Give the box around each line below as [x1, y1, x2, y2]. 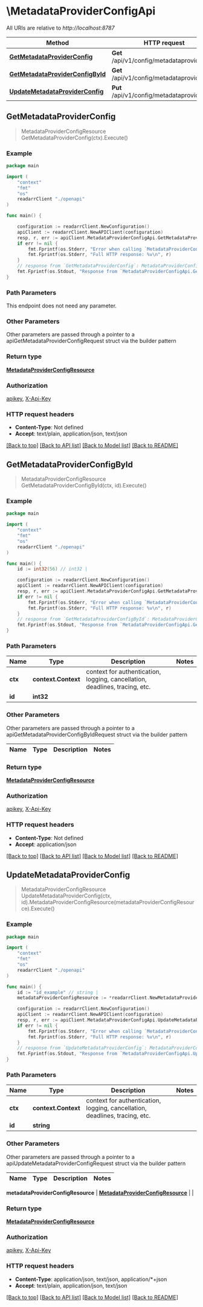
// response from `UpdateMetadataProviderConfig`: [17, 1045, 147, 1052]
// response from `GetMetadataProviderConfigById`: [17, 616, 150, 623]
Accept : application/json [14, 841, 77, 848]
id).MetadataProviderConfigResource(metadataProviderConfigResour [21, 899, 195, 906]
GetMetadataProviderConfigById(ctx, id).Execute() [21, 482, 147, 489]
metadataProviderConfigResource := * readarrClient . [17, 995, 150, 1001]
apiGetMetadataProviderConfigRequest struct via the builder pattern [6, 337, 176, 345]
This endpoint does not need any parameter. [6, 302, 117, 309]
